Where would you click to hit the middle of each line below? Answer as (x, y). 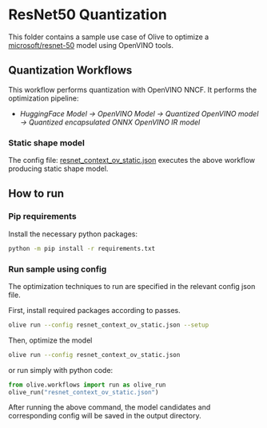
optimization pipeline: (44, 98)
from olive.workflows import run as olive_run (87, 385)
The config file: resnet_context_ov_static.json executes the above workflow (132, 160)
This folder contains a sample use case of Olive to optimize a (109, 37)
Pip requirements (43, 216)
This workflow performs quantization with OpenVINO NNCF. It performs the (133, 89)
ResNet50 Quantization (88, 15)
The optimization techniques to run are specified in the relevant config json (132, 286)
